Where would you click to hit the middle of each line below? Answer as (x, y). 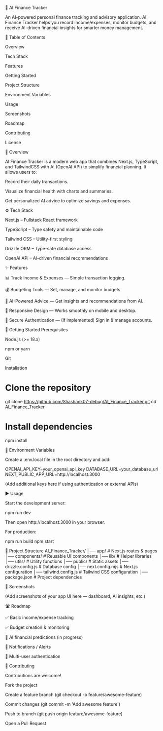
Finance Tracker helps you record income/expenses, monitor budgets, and (81, 22)
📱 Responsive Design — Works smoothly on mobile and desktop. (71, 310)
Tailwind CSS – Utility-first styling (39, 239)
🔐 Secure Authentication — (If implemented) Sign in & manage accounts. (79, 320)
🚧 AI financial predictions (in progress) (44, 637)
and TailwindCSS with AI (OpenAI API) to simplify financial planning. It (76, 167)
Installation (16, 368)
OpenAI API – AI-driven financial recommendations (57, 258)
